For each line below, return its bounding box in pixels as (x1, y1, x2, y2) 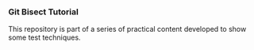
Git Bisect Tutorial (8, 6, 79, 17)
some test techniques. (8, 33, 81, 42)
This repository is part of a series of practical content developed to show (8, 25, 247, 34)
